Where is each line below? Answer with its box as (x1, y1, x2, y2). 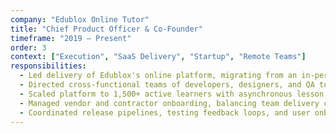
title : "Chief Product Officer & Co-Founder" (10, 24, 203, 34)
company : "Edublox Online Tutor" (10, 14, 150, 25)
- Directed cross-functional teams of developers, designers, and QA (19, 80, 315, 90)
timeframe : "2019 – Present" (10, 33, 132, 43)
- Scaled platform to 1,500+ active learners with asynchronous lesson (19, 89, 325, 99)
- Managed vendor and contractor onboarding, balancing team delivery (19, 98, 320, 108)
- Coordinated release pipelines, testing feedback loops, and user (19, 107, 311, 118)
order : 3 (10, 42, 47, 53)
